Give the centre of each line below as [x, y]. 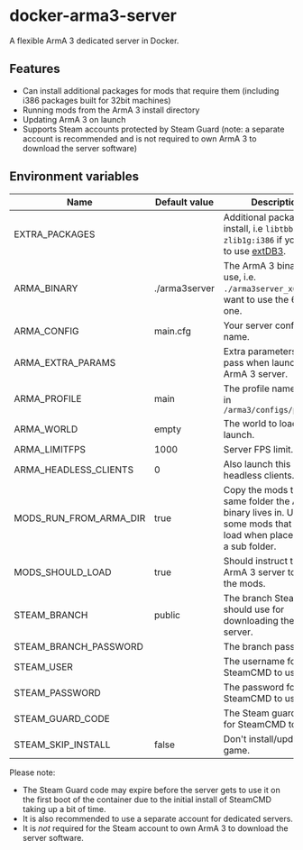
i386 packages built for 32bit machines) [96, 100]
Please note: [32, 772]
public [167, 615]
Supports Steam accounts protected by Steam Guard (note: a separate [153, 129]
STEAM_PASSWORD [57, 692]
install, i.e [243, 228]
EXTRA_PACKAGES [55, 233]
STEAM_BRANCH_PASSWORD [79, 646]
